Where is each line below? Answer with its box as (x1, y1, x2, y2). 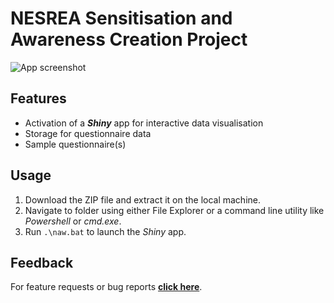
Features (10, 90, 67, 107)
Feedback (10, 254, 74, 271)
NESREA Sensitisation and (10, 7, 233, 30)
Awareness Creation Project (10, 28, 248, 51)
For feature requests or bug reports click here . (10, 281, 203, 293)
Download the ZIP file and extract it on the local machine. (24, 193, 261, 206)
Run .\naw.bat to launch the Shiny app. (24, 225, 187, 237)
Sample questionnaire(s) (24, 138, 127, 150)
